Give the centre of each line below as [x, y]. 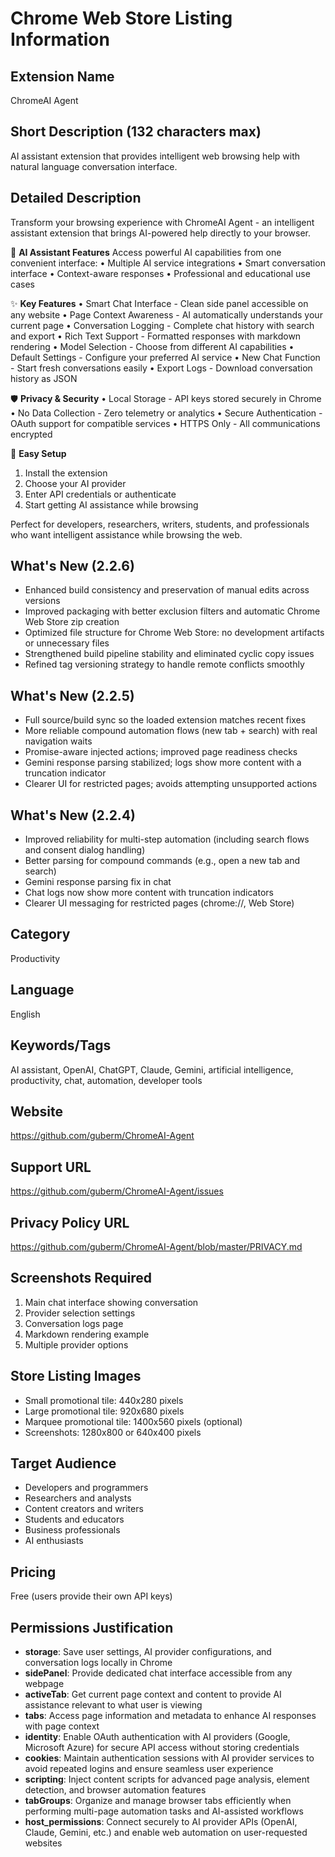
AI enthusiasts [54, 1541]
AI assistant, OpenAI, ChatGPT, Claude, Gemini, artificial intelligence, [152, 1069]
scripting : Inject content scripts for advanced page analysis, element [167, 1779]
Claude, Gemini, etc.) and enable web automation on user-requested [166, 1832]
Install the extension [66, 473]
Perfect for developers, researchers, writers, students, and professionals [160, 524]
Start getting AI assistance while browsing [111, 504]
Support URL [51, 1167]
